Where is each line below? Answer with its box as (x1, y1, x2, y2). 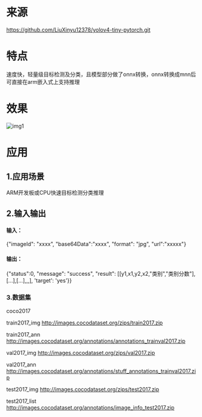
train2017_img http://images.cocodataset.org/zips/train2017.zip (6, 319, 163, 326)
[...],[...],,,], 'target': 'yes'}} (6, 276, 72, 284)
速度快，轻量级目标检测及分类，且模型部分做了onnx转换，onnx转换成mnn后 (6, 71, 196, 78)
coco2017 (6, 307, 31, 315)
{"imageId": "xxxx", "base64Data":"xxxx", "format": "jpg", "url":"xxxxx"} (6, 240, 187, 248)
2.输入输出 (6, 208, 47, 219)
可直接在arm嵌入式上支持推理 (6, 78, 80, 85)
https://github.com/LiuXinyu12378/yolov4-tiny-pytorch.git (6, 26, 150, 33)
